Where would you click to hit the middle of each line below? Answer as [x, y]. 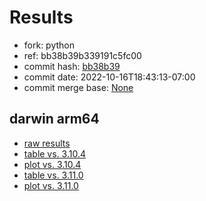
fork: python [49, 45]
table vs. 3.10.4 [55, 153]
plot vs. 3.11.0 [51, 185]
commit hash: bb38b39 [72, 66]
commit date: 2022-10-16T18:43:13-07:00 [109, 77]
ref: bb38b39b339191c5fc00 [82, 55]
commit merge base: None [78, 87]
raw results [47, 143]
